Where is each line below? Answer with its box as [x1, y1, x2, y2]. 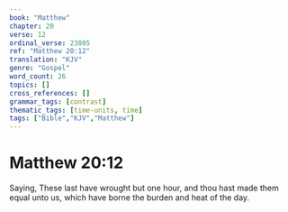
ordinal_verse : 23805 [9, 38, 91, 48]
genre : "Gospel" [9, 64, 70, 73]
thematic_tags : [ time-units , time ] [9, 106, 143, 115]
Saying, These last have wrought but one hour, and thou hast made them [9, 182, 279, 194]
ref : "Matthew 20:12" [9, 47, 91, 56]
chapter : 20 [9, 22, 54, 31]
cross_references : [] [9, 88, 91, 97]
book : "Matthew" [9, 13, 70, 23]
